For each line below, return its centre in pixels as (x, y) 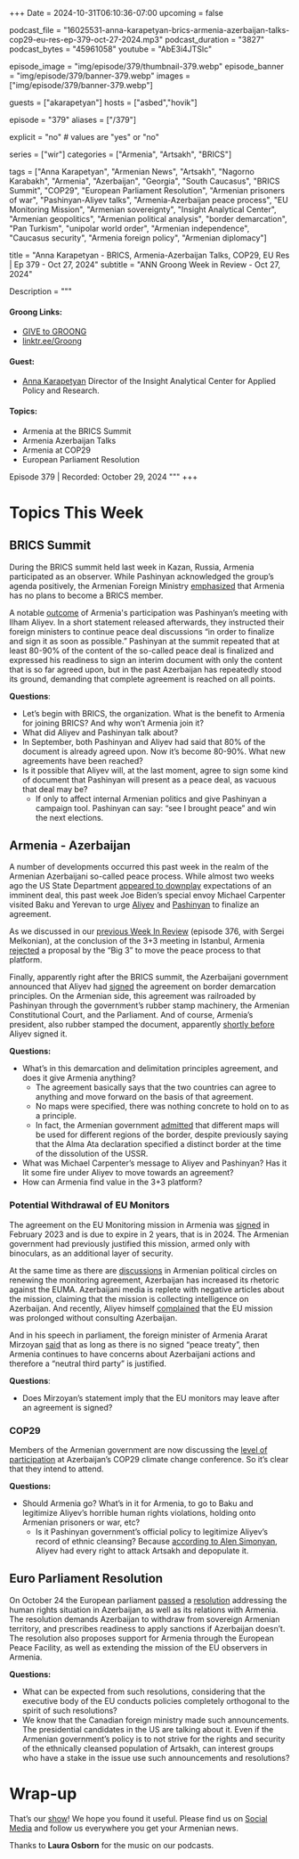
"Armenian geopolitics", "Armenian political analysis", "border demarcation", (148, 219)
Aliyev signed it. (39, 1034)
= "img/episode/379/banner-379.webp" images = (100, 76)
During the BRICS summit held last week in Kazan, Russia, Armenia (132, 567)
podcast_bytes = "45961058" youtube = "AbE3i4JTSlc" (111, 49)
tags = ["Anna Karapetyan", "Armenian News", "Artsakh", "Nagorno (132, 172)
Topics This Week (77, 512)
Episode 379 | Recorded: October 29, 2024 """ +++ (104, 477)
